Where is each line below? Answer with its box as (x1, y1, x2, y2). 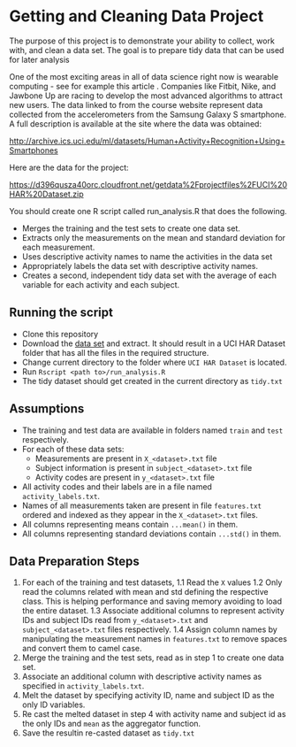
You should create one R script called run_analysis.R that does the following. (9, 205, 287, 216)
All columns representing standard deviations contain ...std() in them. (21, 528, 282, 539)
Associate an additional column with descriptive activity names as (21, 671, 262, 682)
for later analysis (9, 54, 70, 65)
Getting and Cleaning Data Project (9, 6, 264, 27)
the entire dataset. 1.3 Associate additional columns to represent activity (21, 605, 285, 616)
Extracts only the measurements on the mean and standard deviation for (21, 232, 285, 243)
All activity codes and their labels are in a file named (21, 481, 212, 492)
